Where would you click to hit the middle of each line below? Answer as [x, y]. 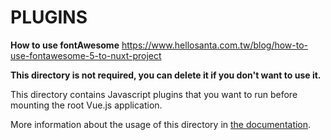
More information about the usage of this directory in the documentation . [161, 124]
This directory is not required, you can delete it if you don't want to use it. [166, 75]
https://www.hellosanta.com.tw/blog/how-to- [215, 45]
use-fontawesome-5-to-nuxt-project [86, 55]
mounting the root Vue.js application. [86, 105]
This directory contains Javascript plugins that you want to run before [154, 94]
